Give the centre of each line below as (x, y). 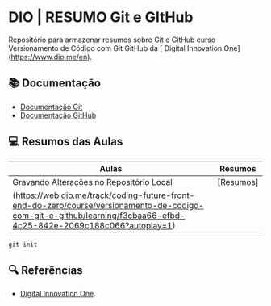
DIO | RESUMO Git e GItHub (101, 17)
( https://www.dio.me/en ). (50, 57)
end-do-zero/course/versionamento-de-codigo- (108, 205)
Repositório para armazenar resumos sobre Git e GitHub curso (112, 40)
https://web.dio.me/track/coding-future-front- (105, 195)
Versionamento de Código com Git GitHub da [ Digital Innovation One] (124, 48)
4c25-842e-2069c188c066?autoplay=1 (92, 225)
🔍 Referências (46, 270)
